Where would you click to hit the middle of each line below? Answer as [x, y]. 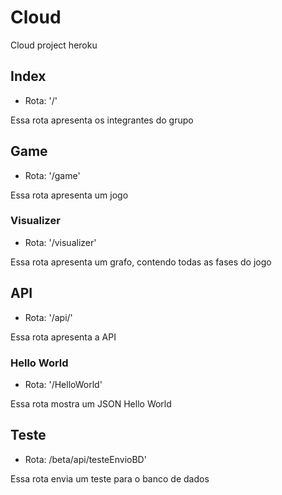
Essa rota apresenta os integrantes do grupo [102, 120]
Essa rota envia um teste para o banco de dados [110, 478]
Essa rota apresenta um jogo [69, 195]
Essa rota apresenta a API [63, 337]
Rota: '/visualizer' [60, 242]
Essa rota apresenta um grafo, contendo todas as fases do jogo [141, 262]
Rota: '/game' [52, 175]
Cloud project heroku [54, 45]
